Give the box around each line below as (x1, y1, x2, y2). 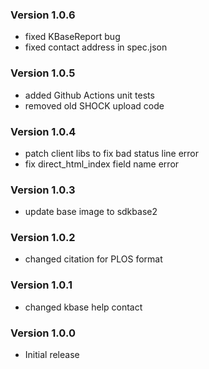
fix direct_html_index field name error (24, 158, 180, 170)
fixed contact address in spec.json (24, 41, 168, 53)
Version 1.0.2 (10, 231, 76, 245)
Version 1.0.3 (10, 183, 76, 197)
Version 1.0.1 (10, 278, 73, 292)
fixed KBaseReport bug (24, 31, 121, 43)
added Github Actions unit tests (24, 89, 155, 101)
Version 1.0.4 (10, 124, 77, 138)
